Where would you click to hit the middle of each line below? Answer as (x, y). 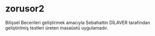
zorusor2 (25, 9)
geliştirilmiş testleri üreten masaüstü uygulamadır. (57, 27)
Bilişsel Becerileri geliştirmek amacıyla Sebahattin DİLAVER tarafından (78, 22)
